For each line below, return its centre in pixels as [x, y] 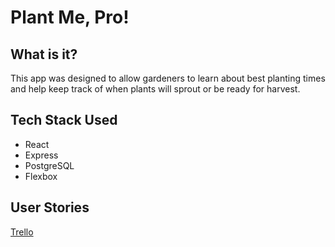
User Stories [50, 207]
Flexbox [41, 176]
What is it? [44, 54]
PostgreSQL [49, 165]
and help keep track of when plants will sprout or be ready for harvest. [155, 89]
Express [41, 155]
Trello [22, 232]
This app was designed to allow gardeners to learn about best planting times [168, 78]
